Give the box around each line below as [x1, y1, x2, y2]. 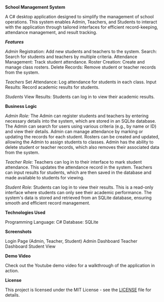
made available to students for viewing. [5, 175, 84, 180]
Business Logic [5, 103, 37, 109]
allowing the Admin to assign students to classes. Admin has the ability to [5, 139, 154, 145]
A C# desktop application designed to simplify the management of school [5, 14, 154, 19]
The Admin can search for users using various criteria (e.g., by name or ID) [5, 123, 157, 129]
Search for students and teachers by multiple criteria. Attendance [5, 54, 137, 60]
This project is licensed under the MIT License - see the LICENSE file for [5, 287, 151, 293]
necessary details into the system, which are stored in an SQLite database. [5, 118, 156, 124]
